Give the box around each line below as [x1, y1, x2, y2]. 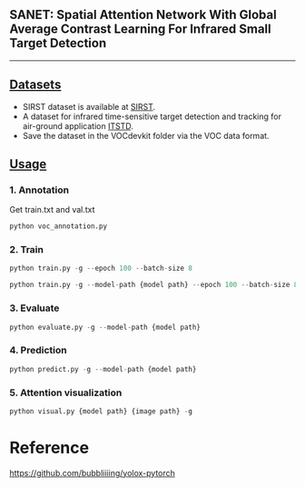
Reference [9, 437, 89, 458]
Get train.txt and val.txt [9, 204, 95, 215]
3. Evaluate [9, 302, 60, 314]
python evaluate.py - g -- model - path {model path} [9, 323, 202, 332]
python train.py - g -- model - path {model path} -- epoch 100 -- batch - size [9, 281, 290, 290]
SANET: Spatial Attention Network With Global [9, 7, 277, 23]
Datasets [9, 77, 62, 93]
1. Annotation [9, 184, 70, 196]
